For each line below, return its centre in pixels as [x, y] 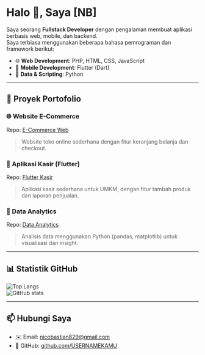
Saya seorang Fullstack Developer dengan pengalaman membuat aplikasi [99, 29]
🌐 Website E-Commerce [43, 117]
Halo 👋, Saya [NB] [52, 13]
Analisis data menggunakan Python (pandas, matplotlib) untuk [99, 236]
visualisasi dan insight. [49, 243]
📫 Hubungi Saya [39, 319]
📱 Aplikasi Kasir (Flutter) [43, 164]
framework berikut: [31, 49]
